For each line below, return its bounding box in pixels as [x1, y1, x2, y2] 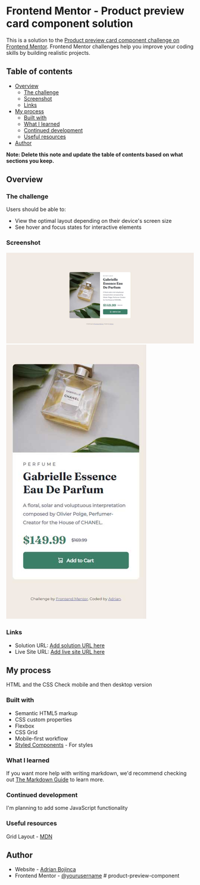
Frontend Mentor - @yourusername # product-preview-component [14, 872, 180, 880]
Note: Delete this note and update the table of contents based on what [6, 151, 183, 158]
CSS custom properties [14, 716, 73, 723]
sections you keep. [6, 157, 55, 164]
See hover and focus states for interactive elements [14, 223, 142, 231]
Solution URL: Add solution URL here [14, 642, 105, 649]
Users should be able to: [6, 206, 67, 213]
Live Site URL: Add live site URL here [14, 648, 105, 655]
